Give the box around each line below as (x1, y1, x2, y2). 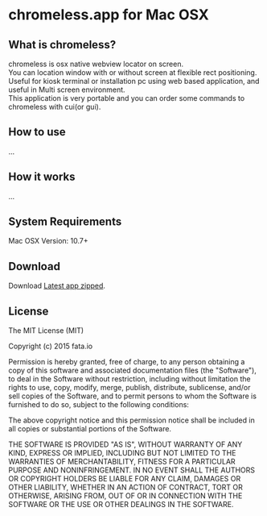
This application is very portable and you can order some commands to (8, 94, 245, 102)
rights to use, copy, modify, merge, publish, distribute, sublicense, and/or (8, 383, 251, 393)
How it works (8, 170, 76, 184)
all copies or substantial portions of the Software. (8, 424, 171, 434)
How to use (8, 125, 66, 139)
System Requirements (8, 215, 122, 229)
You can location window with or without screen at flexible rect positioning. (8, 68, 257, 77)
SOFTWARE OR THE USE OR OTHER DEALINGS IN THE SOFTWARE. (8, 500, 234, 510)
